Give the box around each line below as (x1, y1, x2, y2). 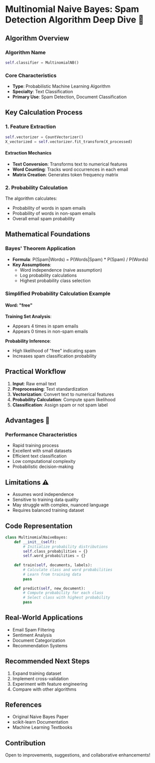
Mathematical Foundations (5, 230, 91, 239)
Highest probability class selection (19, 278, 91, 284)
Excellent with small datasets (12, 448, 72, 454)
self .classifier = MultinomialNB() (5, 60, 79, 65)
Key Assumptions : (12, 262, 51, 268)
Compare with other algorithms (12, 686, 77, 692)
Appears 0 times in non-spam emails (12, 328, 88, 334)
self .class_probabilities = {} (23, 549, 88, 554)
